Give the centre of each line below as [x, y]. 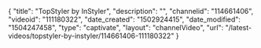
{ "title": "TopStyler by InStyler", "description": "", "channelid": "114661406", [131, 11]
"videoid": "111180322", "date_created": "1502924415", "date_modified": [125, 19]
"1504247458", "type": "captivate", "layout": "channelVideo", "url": [116, 27]
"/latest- [239, 27]
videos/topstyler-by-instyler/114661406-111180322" [91, 36]
